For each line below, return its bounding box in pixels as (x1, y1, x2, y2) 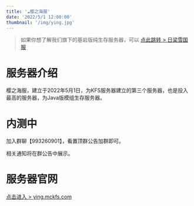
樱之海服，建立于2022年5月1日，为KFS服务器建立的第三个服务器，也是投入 (6, 87, 189, 94)
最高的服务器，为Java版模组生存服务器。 (6, 94, 106, 102)
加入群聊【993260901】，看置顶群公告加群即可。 (6, 137, 125, 144)
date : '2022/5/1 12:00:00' (6, 14, 72, 20)
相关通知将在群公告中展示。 (6, 150, 73, 157)
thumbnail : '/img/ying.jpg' (6, 19, 75, 25)
